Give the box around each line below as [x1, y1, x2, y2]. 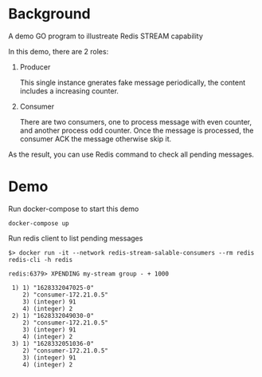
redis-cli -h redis [8, 256, 73, 264]
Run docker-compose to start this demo [8, 204, 139, 213]
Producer [19, 62, 51, 72]
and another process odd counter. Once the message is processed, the [19, 125, 254, 135]
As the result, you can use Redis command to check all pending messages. [8, 149, 255, 159]
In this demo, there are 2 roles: [8, 46, 109, 56]
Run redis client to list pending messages [8, 233, 143, 243]
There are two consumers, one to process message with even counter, [19, 117, 252, 126]
